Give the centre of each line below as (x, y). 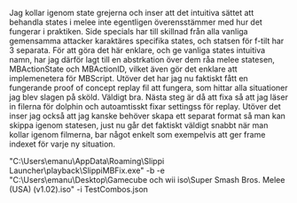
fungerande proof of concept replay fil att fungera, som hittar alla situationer (148, 88)
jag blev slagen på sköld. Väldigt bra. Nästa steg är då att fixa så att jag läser (148, 97)
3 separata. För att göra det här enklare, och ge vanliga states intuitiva (137, 50)
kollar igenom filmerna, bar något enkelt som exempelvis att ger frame (137, 135)
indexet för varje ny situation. (63, 144)
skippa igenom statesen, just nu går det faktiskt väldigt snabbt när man (139, 125)
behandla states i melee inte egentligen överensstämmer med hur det (136, 22)
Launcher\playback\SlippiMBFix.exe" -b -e (87, 170)
